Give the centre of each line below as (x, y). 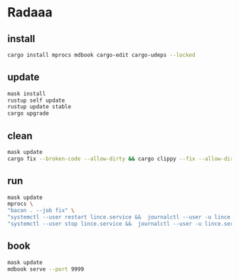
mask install (27, 93)
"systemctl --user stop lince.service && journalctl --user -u (105, 224)
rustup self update (36, 100)
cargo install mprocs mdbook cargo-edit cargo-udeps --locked (101, 55)
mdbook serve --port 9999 (46, 269)
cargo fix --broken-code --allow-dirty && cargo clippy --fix (101, 159)
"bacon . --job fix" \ (41, 211)
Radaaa (30, 12)
